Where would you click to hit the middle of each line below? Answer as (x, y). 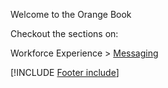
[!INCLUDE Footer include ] (65, 72)
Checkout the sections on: (64, 33)
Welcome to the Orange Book (71, 14)
